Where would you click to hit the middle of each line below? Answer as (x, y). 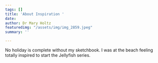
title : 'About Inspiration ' (35, 14)
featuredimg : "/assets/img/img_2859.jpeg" (49, 28)
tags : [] (14, 9)
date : (10, 18)
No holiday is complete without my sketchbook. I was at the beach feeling (79, 50)
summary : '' (17, 32)
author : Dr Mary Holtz (28, 23)
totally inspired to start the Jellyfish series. (48, 55)
